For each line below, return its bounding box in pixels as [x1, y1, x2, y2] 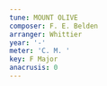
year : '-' [9, 38, 47, 47]
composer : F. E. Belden [9, 21, 99, 30]
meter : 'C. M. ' [9, 47, 70, 56]
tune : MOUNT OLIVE [9, 13, 78, 22]
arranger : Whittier [9, 30, 83, 39]
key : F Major [9, 55, 58, 64]
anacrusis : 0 [9, 64, 58, 73]
